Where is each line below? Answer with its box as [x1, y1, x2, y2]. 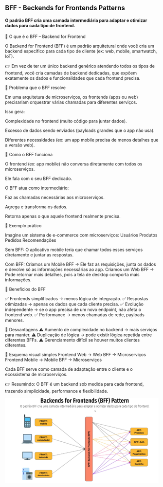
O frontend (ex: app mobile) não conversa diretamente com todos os [5, 161, 143, 167]
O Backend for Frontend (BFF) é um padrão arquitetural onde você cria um [5, 43, 154, 49]
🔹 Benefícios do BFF [5, 286, 46, 292]
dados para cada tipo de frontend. [5, 22, 75, 28]
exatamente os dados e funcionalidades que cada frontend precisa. [5, 75, 141, 81]
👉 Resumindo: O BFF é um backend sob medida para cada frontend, [5, 381, 144, 387]
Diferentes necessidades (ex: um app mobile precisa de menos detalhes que [5, 137, 159, 143]
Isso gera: [5, 108, 25, 114]
